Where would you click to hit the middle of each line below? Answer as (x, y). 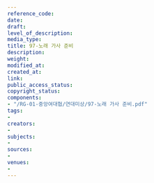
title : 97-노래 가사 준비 (40, 46)
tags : (15, 111)
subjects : (22, 136)
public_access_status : (40, 85)
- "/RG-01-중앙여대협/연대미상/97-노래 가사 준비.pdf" (77, 104)
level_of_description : (40, 33)
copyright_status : (34, 91)
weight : (18, 59)
